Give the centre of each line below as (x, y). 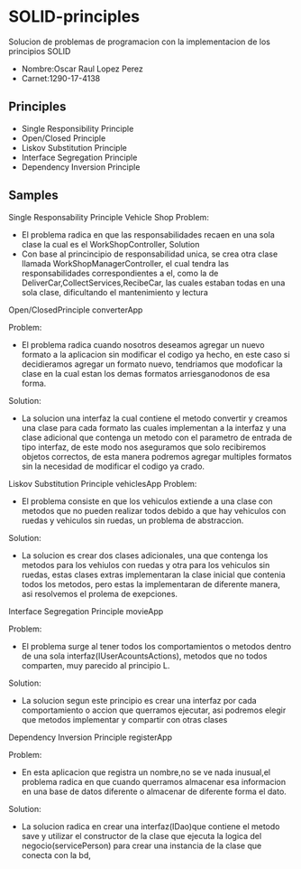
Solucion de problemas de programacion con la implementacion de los (140, 42)
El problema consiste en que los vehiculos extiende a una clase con (147, 501)
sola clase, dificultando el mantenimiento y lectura (114, 292)
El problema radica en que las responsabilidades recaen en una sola (148, 234)
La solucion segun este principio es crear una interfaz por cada (139, 700)
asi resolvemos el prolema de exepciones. (99, 593)
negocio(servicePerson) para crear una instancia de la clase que (141, 846)
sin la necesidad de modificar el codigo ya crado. (113, 466)
